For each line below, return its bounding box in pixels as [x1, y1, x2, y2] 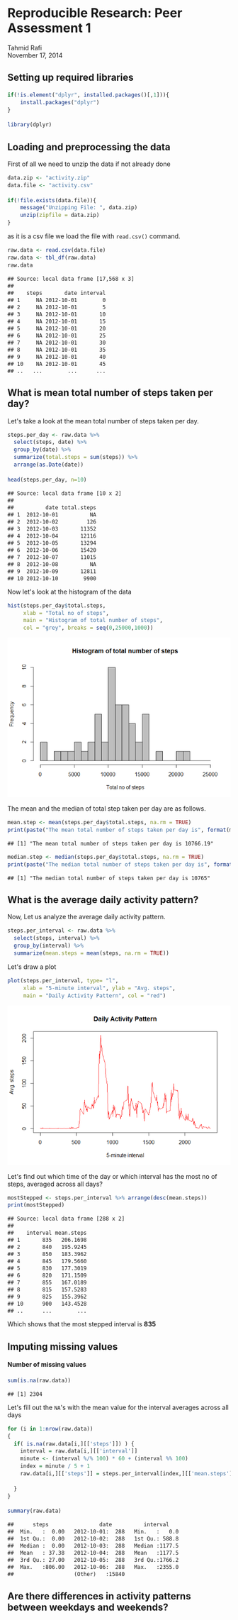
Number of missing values [7, 1360, 86, 1369]
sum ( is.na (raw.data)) [7, 1377, 72, 1384]
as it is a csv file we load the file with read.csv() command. [7, 232, 181, 240]
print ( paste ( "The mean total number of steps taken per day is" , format [7, 826, 227, 833]
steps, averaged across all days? [7, 1180, 103, 1188]
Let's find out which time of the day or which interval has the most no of [7, 1172, 217, 1180]
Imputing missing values [7, 1341, 118, 1353]
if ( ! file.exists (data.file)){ [7, 196, 97, 204]
